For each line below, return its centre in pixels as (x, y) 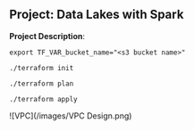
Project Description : (47, 36)
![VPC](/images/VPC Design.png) (71, 116)
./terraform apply (43, 99)
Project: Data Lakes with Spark (97, 15)
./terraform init (42, 68)
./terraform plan (42, 84)
